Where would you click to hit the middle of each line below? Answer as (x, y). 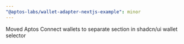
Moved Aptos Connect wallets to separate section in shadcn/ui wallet (92, 29)
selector (16, 35)
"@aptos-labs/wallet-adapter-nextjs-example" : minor (73, 12)
